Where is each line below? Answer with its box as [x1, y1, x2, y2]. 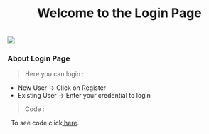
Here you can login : [24, 70, 84, 78]
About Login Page [7, 53, 70, 63]
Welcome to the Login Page [36, 5, 203, 21]
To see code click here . [10, 119, 80, 128]
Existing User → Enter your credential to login [17, 91, 151, 100]
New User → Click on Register [17, 83, 107, 92]
